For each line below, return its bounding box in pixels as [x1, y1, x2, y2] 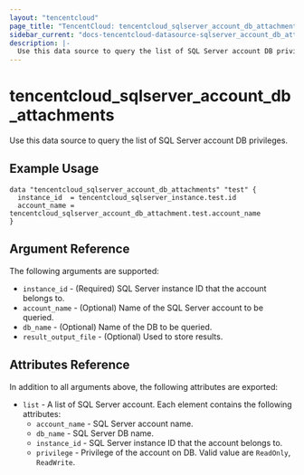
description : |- [9, 38, 71, 48]
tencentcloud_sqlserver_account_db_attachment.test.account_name [9, 209, 261, 218]
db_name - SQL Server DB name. [35, 427, 154, 439]
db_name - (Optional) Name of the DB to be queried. [22, 321, 213, 332]
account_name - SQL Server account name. [35, 418, 194, 429]
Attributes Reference [9, 357, 130, 373]
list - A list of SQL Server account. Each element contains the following [22, 399, 292, 410]
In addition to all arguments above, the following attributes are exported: [9, 381, 279, 392]
